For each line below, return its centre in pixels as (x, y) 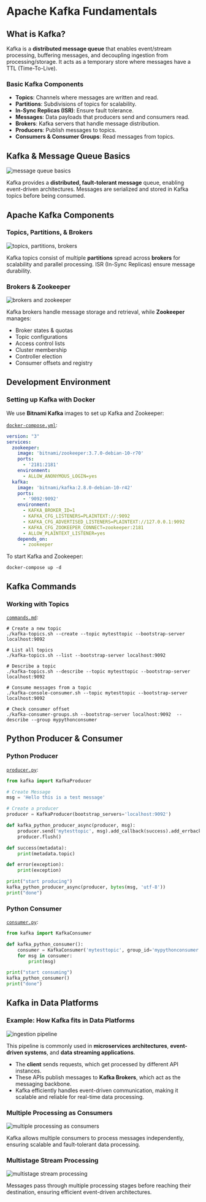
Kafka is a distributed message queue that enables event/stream (89, 48)
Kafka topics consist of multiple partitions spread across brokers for (93, 258)
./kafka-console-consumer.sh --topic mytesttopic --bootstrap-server (97, 693)
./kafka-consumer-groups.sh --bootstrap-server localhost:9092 (89, 714)
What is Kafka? (36, 34)
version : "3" (23, 436)
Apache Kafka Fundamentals (82, 11)
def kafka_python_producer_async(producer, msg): (71, 826)
